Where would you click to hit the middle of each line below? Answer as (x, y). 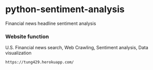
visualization (18, 53)
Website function (27, 37)
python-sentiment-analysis (65, 9)
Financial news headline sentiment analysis (51, 23)
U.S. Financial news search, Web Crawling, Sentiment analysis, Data (77, 48)
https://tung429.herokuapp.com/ (40, 62)
